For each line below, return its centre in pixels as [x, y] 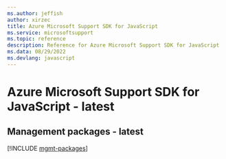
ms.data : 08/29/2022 [37, 52]
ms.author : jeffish [35, 13]
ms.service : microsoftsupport [50, 33]
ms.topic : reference [37, 39]
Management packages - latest [76, 132]
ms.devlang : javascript [41, 58]
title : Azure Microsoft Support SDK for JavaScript [82, 26]
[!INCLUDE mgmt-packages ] [47, 148]
